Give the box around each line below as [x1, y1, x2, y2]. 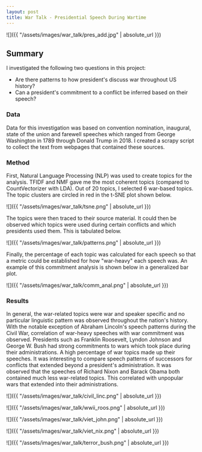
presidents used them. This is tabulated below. [6, 227, 122, 234]
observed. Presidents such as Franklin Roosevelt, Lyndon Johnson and [6, 336, 182, 344]
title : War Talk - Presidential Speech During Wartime [6, 14, 147, 20]
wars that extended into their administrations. [6, 381, 119, 388]
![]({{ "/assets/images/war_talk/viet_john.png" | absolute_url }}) [6, 416, 164, 423]
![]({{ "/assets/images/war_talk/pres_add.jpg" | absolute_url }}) [6, 31, 161, 38]
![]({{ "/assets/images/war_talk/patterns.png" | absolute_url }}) [6, 239, 161, 246]
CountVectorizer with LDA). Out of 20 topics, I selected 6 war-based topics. [6, 184, 194, 192]
